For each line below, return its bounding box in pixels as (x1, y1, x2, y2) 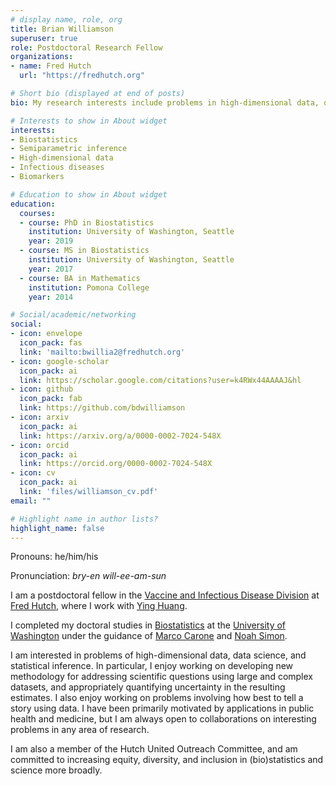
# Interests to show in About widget (10, 116, 168, 126)
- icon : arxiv (10, 412, 70, 422)
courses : (19, 208, 56, 218)
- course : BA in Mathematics (19, 273, 141, 283)
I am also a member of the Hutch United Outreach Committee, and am (10, 743, 298, 755)
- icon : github (10, 384, 74, 395)
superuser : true (10, 33, 78, 43)
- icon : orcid (10, 440, 70, 450)
